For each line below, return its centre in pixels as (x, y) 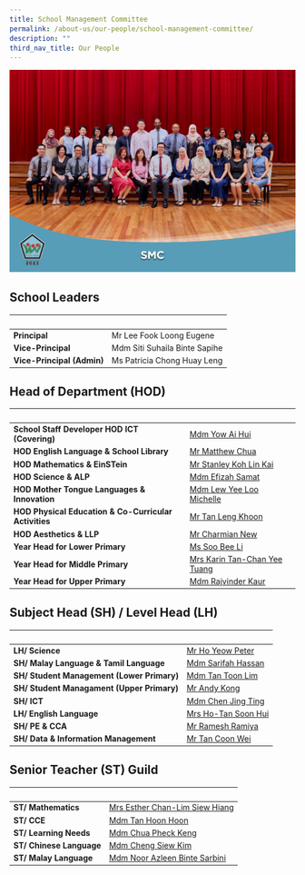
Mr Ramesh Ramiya (222, 726)
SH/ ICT (28, 701)
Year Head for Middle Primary (71, 564)
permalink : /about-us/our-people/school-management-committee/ (132, 29)
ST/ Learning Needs (52, 832)
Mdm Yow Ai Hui (220, 434)
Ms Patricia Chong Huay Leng (167, 361)
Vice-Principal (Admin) (59, 361)
